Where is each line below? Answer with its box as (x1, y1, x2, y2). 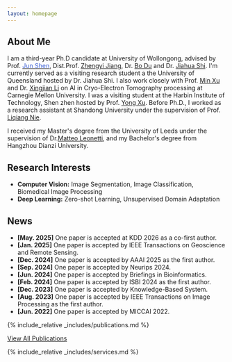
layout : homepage (7, 10, 58, 17)
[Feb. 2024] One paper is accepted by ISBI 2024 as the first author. (17, 278, 212, 286)
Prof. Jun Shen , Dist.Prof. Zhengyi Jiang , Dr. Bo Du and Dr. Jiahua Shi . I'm (7, 62, 218, 70)
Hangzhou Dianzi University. (7, 142, 89, 150)
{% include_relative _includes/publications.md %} (7, 321, 149, 329)
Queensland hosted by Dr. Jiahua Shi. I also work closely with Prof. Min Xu (7, 76, 220, 85)
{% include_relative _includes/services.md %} (7, 348, 139, 356)
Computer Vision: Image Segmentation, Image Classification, (17, 180, 194, 188)
